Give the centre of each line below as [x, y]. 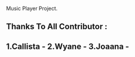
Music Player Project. [32, 8]
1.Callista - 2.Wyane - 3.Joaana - [68, 46]
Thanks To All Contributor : [57, 26]
